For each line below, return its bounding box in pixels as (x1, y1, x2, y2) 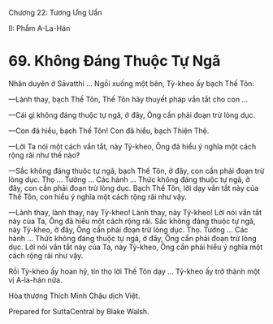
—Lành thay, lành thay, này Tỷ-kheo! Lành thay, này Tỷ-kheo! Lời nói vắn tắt (8, 207, 262, 217)
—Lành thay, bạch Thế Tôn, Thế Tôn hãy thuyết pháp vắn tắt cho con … (8, 94, 249, 104)
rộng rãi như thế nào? (8, 150, 80, 160)
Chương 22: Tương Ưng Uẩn (8, 8, 102, 17)
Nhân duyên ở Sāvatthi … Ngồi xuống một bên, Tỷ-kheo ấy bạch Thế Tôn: (8, 78, 254, 89)
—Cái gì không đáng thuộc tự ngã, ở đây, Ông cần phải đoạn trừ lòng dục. (8, 110, 256, 119)
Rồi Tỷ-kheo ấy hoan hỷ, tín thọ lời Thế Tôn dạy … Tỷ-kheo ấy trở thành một (8, 266, 261, 276)
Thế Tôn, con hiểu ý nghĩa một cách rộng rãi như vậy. (8, 192, 187, 201)
